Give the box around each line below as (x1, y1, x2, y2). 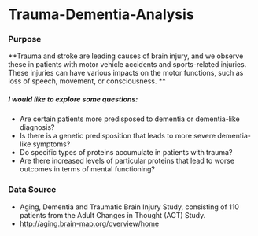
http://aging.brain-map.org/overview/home (19, 219, 160, 228)
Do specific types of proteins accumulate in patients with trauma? (19, 148, 233, 157)
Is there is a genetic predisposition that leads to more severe (19, 131, 216, 141)
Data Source (8, 184, 57, 195)
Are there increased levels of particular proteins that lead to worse (19, 156, 234, 166)
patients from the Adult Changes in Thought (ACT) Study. (19, 210, 206, 219)
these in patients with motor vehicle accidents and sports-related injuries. (8, 60, 247, 69)
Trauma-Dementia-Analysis (8, 6, 194, 24)
